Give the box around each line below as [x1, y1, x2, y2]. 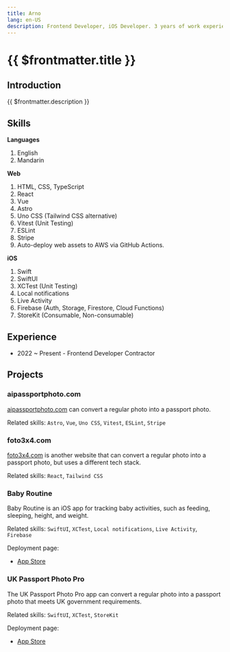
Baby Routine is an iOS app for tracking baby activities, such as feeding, [7, 504, 210, 512]
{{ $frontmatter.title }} [7, 52, 136, 68]
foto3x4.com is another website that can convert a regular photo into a [7, 451, 207, 459]
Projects [7, 369, 44, 381]
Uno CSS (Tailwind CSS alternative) [16, 212, 118, 220]
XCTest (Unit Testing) [16, 282, 78, 290]
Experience [7, 331, 57, 342]
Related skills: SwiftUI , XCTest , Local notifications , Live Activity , [7, 525, 198, 533]
